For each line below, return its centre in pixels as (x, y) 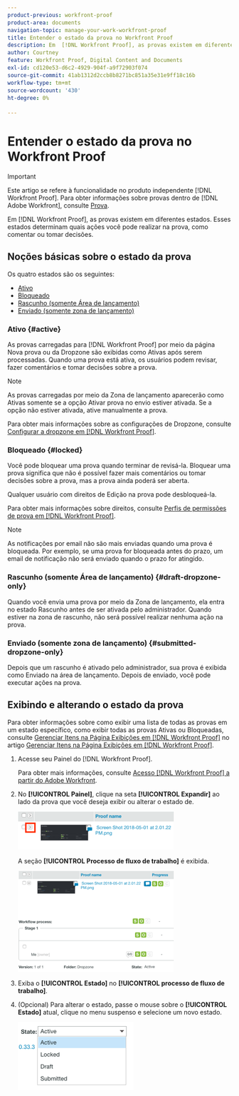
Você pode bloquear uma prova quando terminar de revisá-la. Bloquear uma (119, 466)
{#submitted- (172, 643)
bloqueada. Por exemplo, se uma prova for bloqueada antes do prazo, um (115, 551)
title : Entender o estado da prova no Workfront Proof (90, 38)
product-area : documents (44, 22)
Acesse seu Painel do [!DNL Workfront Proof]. (85, 758)
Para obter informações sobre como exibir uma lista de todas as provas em (117, 722)
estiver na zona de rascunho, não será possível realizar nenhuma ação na (115, 616)
